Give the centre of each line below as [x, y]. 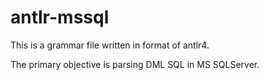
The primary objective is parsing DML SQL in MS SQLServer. [135, 64]
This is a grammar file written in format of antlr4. [110, 45]
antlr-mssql [60, 17]
